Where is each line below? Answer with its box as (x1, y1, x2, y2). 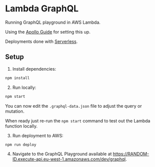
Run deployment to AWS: (12, 132, 63, 138)
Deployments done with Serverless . (5, 38, 78, 44)
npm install (5, 75, 30, 81)
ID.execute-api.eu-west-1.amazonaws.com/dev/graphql (12, 156, 126, 162)
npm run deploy (5, 142, 37, 147)
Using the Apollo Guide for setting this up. (5, 29, 91, 35)
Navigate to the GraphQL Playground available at (12, 151, 112, 157)
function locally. (5, 123, 38, 129)
